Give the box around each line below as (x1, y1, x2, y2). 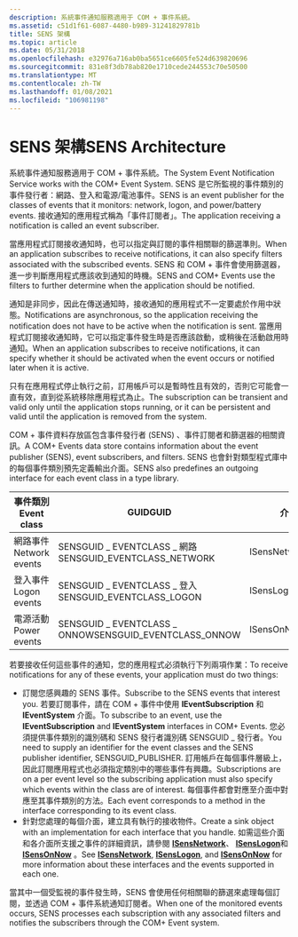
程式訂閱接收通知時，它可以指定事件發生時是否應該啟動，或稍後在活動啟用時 (9, 332, 289, 343)
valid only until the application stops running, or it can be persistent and (9, 401, 271, 413)
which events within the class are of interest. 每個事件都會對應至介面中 (21, 784, 281, 795)
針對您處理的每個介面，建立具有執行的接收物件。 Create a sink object (21, 816, 275, 827)
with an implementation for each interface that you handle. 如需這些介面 (21, 827, 286, 838)
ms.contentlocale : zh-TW (9, 79, 101, 88)
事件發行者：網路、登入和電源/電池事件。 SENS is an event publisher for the (9, 190, 285, 201)
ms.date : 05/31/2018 (9, 46, 86, 55)
